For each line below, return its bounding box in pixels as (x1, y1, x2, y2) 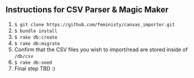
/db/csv (14, 53, 33, 59)
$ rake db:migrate (14, 40, 60, 46)
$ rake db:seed (14, 60, 53, 65)
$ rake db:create (14, 34, 58, 40)
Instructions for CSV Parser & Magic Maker (5, 5, 169, 15)
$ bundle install (14, 28, 58, 34)
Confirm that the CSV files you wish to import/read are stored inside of (14, 46, 188, 53)
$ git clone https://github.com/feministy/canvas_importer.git (14, 21, 175, 27)
